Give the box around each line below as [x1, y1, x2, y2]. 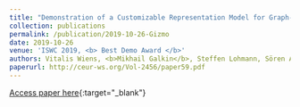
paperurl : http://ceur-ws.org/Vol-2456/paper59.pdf [9, 63, 205, 72]
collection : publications [9, 21, 105, 30]
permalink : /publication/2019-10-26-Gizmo [9, 29, 170, 38]
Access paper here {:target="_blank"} [9, 86, 146, 98]
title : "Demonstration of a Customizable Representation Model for [9, 12, 266, 22]
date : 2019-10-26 [9, 37, 74, 47]
